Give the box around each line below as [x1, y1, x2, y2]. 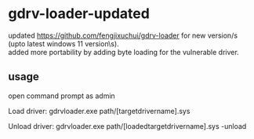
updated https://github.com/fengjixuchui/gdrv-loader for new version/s [8, 31, 238, 40]
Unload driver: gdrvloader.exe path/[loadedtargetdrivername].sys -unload [8, 121, 247, 130]
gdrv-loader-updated [8, 5, 151, 23]
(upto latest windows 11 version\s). [8, 38, 119, 48]
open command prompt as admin [8, 91, 115, 101]
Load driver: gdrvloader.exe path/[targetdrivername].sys [8, 106, 190, 115]
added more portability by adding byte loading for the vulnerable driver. [8, 47, 239, 57]
